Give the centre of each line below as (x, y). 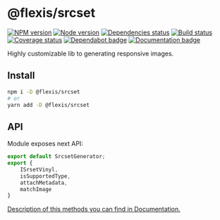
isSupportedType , (45, 176)
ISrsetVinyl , (39, 169)
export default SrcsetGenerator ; (56, 157)
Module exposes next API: (45, 144)
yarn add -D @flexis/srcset (49, 105)
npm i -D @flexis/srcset (44, 92)
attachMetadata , (44, 183)
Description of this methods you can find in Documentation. (94, 209)
